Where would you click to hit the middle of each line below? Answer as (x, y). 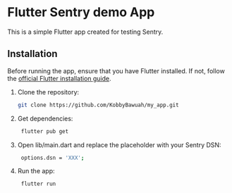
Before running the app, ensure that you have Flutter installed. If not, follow (116, 70)
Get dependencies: (45, 118)
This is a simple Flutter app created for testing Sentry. (85, 32)
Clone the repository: (48, 92)
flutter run (38, 184)
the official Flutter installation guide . (59, 78)
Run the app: (36, 171)
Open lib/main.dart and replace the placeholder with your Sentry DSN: (119, 144)
